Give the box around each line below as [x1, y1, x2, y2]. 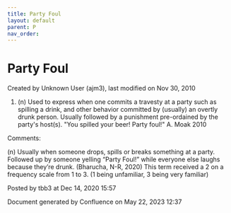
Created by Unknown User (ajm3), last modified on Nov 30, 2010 [7, 84, 196, 93]
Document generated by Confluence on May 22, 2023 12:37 [7, 197, 182, 206]
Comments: [7, 134, 41, 142]
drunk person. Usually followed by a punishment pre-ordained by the [17, 113, 219, 121]
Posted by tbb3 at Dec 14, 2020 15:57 [7, 184, 117, 192]
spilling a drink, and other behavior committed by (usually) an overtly [17, 105, 218, 114]
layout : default [7, 17, 55, 24]
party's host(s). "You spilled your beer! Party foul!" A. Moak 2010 [17, 120, 207, 129]
